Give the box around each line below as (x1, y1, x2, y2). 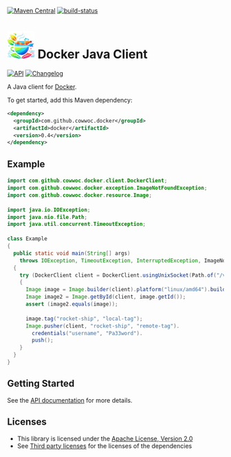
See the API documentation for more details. (7, 396, 133, 404)
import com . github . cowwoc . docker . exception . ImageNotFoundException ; (7, 184, 208, 191)
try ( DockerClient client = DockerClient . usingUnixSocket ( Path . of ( (19, 272, 217, 279)
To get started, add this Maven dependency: (7, 96, 133, 104)
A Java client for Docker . (7, 83, 77, 91)
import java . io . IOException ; (7, 206, 91, 213)
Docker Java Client (37, 47, 148, 62)
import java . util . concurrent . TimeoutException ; (7, 221, 146, 228)
